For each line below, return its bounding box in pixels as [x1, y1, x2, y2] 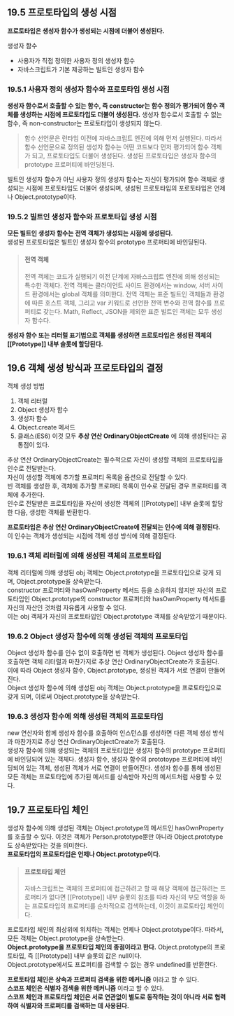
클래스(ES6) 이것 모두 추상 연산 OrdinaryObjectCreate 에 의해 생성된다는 [17, 432, 220, 440]
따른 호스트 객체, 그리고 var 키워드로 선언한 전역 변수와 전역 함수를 [31, 298, 212, 307]
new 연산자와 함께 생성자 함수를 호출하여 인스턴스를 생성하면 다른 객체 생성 [7, 729, 212, 737]
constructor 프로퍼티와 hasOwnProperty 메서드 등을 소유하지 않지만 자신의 [7, 586, 214, 594]
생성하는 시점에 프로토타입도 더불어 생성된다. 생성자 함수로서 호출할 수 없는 [20, 111, 222, 119]
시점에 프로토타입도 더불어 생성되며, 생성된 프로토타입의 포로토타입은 [25, 184, 213, 193]
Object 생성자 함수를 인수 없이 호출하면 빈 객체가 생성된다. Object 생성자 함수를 [7, 649, 224, 657]
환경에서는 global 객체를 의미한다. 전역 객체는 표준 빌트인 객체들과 [31, 289, 212, 298]
